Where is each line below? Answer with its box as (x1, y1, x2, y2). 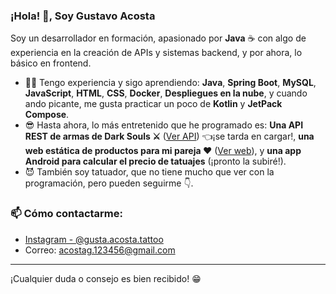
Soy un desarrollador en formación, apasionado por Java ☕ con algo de (10, 32, 307, 44)
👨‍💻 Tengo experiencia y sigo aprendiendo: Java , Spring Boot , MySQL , (24, 77, 317, 89)
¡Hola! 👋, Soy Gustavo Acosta (10, 9, 156, 23)
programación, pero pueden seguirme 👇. (24, 177, 194, 189)
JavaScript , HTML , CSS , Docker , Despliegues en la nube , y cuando (24, 87, 308, 99)
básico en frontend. (10, 57, 92, 69)
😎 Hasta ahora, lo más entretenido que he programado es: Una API (24, 119, 304, 131)
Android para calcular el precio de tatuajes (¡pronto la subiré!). (24, 155, 287, 168)
